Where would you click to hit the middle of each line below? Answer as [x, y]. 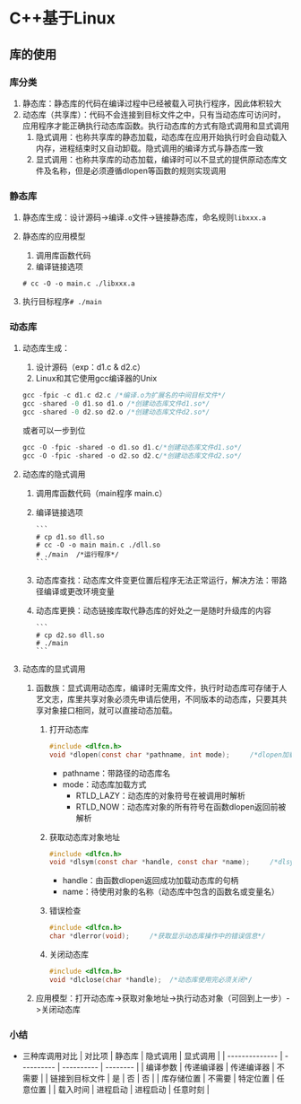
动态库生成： [46, 348]
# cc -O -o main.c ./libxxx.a [79, 284]
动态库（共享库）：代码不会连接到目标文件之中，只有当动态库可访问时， [154, 114]
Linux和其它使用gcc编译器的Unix [96, 379]
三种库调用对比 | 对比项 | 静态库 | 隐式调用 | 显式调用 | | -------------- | [152, 1056]
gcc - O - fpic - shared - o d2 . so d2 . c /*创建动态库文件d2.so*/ [132, 456]
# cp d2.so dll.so [70, 635]
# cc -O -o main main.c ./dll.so [98, 545]
